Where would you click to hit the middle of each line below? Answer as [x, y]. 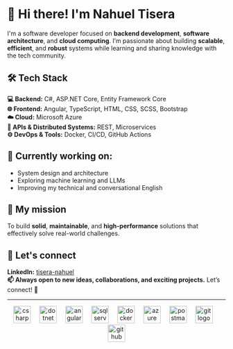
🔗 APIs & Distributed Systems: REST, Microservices [82, 127]
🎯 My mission [37, 209]
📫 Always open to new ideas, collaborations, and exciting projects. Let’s [114, 280]
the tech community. [36, 56]
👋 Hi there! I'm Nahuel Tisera [91, 14]
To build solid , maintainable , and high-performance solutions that [103, 226]
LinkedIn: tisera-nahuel [41, 272]
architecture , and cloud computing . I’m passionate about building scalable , [116, 40]
